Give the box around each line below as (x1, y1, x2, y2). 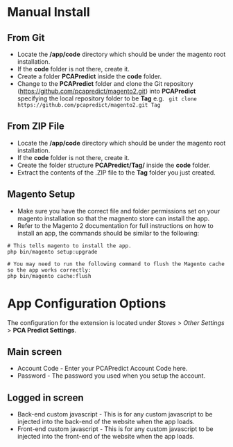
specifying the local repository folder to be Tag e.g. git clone (17, 94, 198, 103)
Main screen (7, 346, 62, 358)
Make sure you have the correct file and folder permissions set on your (17, 207, 221, 215)
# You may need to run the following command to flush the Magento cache (7, 261, 225, 268)
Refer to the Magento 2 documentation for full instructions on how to (17, 221, 214, 229)
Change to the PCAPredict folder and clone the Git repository (17, 80, 193, 87)
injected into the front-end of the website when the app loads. (17, 432, 195, 441)
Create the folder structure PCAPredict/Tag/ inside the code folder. (17, 161, 211, 169)
